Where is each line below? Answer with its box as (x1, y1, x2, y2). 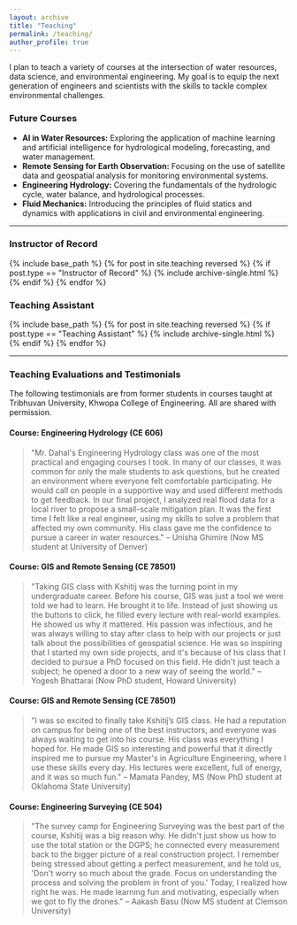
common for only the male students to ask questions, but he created (30, 466, 280, 476)
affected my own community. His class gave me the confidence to (30, 522, 272, 533)
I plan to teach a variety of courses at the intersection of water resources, (9, 62, 278, 73)
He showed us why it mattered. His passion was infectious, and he (30, 619, 273, 629)
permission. (9, 407, 52, 418)
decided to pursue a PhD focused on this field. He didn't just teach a (30, 656, 280, 667)
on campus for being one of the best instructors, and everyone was (30, 725, 277, 736)
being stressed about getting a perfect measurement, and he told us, (30, 859, 282, 869)
